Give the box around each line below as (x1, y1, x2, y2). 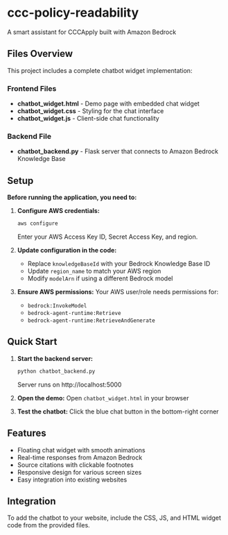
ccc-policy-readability (7, 5, 139, 21)
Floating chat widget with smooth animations (17, 445, 146, 454)
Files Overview (7, 48, 73, 60)
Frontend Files (7, 83, 57, 93)
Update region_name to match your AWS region (27, 267, 161, 275)
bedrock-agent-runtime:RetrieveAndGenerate (27, 317, 156, 324)
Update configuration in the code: (17, 246, 117, 255)
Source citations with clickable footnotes (17, 460, 134, 469)
